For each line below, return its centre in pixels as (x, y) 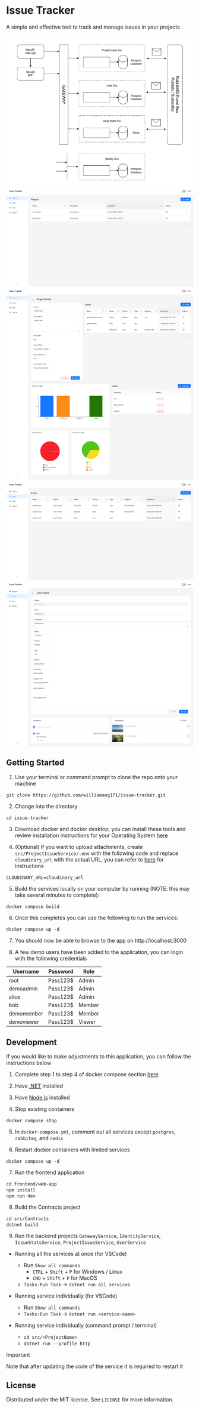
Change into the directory (46, 806)
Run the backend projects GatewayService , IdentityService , (88, 1236)
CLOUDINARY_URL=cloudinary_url (45, 878)
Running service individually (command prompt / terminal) (86, 1326)
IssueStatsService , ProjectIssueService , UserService (80, 1242)
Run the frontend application (50, 1172)
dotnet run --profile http (57, 1344)
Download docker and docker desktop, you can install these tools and (100, 829)
